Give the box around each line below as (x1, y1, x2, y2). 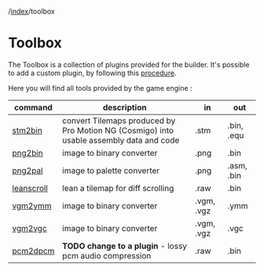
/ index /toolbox (8, 7, 55, 16)
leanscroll (12, 182, 49, 193)
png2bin (12, 147, 43, 158)
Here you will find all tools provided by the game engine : (8, 83, 192, 92)
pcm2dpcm (12, 245, 55, 256)
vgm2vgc (12, 222, 47, 233)
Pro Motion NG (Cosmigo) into (62, 125, 174, 135)
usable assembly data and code (62, 135, 180, 146)
